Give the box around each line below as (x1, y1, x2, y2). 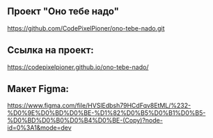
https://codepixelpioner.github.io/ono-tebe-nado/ (7, 63, 149, 71)
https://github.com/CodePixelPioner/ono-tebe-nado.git (7, 24, 165, 32)
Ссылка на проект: (7, 45, 94, 56)
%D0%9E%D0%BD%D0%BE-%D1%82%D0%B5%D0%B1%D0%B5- (7, 109, 206, 117)
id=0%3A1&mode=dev (7, 123, 72, 132)
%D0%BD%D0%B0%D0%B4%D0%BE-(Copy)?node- (7, 116, 164, 125)
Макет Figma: (7, 83, 70, 95)
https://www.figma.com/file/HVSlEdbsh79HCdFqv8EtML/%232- (7, 101, 191, 110)
